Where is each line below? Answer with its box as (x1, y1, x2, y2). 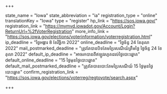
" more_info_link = (71, 28, 109, 34)
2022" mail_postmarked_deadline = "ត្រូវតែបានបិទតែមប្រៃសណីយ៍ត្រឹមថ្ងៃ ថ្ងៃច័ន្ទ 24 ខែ (5, 45, 163, 51)
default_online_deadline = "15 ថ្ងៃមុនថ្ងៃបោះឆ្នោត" (5, 57, 98, 63)
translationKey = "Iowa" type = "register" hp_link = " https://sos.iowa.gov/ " (5, 18, 158, 23)
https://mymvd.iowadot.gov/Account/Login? (45, 23, 136, 29)
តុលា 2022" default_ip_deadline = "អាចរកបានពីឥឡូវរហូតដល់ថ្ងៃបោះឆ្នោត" (5, 51, 141, 57)
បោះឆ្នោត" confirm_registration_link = (5, 69, 79, 75)
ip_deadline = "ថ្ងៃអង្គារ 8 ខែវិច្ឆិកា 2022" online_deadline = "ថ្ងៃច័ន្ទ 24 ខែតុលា (5, 39, 150, 45)
